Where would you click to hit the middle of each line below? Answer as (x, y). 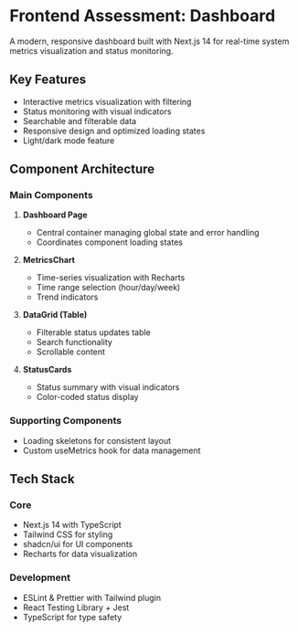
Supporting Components (65, 421)
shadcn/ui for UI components (78, 544)
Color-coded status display (87, 397)
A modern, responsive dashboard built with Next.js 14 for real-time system (149, 41)
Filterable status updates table (93, 332)
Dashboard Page (55, 215)
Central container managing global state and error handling (148, 233)
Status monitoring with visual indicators (97, 111)
